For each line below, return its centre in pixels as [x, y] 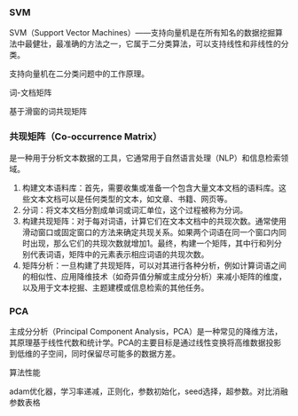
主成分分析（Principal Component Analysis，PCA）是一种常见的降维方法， [146, 331]
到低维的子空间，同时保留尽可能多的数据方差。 [94, 353]
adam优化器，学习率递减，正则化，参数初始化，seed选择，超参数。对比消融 [149, 391]
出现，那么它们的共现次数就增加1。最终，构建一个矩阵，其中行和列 [152, 243]
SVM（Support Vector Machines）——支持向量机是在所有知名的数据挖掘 [142, 33]
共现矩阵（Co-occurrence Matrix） [86, 137]
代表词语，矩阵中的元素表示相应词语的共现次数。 [119, 254]
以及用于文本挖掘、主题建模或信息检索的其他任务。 [115, 287]
